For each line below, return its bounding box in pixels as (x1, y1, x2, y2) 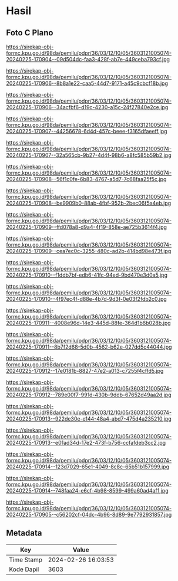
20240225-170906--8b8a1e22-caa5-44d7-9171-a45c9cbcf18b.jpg (6, 80, 169, 87)
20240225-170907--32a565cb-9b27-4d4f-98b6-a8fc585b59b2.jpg (6, 152, 172, 159)
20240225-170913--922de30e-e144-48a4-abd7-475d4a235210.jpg (6, 415, 172, 422)
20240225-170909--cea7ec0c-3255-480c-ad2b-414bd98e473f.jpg (6, 248, 172, 254)
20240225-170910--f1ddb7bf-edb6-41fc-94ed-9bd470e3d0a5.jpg (6, 271, 168, 278)
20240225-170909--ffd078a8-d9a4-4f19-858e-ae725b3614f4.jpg (6, 224, 167, 231)
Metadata (6, 528, 42, 538)
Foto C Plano (6, 28, 53, 38)
